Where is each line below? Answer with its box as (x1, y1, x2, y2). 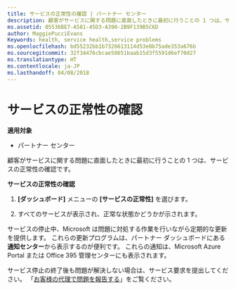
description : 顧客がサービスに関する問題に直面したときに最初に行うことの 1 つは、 (7, 17, 225, 24)
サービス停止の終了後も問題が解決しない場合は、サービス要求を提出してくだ (7, 266, 229, 275)
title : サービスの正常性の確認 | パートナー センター (7, 10, 147, 18)
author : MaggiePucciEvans (7, 30, 83, 37)
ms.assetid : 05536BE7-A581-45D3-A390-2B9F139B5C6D (7, 23, 159, 30)
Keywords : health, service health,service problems (7, 37, 162, 44)
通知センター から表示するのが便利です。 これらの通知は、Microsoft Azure (7, 242, 221, 251)
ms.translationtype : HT (7, 56, 77, 63)
